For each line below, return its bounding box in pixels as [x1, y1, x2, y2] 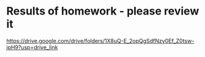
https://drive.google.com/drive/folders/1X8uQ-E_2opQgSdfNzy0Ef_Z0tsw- [6, 37, 195, 44]
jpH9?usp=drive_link [6, 44, 58, 51]
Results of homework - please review [6, 4, 199, 18]
